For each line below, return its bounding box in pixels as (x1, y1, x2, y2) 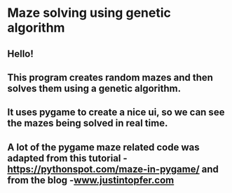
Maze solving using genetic (7, 5, 172, 21)
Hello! (7, 48, 34, 60)
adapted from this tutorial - (7, 152, 128, 164)
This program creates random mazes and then (7, 72, 214, 84)
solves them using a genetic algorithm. (7, 82, 181, 94)
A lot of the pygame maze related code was (7, 141, 200, 153)
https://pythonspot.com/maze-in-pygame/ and (7, 163, 219, 175)
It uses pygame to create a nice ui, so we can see (7, 107, 225, 119)
